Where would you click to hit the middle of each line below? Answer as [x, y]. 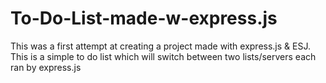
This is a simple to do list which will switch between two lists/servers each [163, 56]
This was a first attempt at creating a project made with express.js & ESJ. [160, 46]
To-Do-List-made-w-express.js [144, 18]
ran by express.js [46, 67]
